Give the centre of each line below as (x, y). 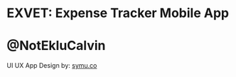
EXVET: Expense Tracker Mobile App (118, 13)
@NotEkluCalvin (56, 46)
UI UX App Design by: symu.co (52, 66)
